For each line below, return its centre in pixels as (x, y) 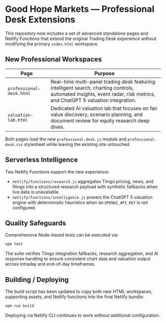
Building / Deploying (37, 280)
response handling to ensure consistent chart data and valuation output (78, 259)
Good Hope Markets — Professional (80, 9)
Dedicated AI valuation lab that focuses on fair (104, 108)
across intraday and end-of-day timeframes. (50, 264)
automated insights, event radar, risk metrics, (103, 94)
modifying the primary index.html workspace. (52, 44)
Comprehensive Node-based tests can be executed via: (62, 235)
